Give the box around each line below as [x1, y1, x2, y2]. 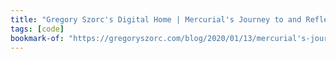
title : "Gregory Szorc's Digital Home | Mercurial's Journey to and [10, 14, 302, 25]
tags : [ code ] [10, 24, 65, 34]
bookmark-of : [10, 33, 65, 43]
